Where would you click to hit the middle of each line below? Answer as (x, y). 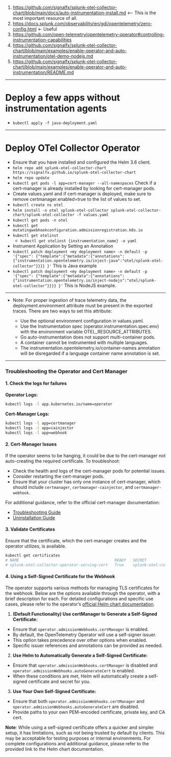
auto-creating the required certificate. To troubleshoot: (63, 461)
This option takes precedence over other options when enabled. (80, 640)
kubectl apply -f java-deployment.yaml (55, 123)
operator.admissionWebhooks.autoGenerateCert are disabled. (76, 707)
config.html (25, 29)
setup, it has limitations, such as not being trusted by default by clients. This (85, 733)
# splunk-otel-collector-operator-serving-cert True (65, 565)
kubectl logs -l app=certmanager (41, 423)
